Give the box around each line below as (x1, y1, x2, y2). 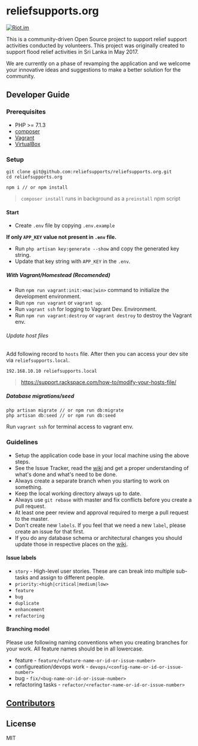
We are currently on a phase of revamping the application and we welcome (6, 60, 191, 67)
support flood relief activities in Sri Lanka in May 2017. (6, 48, 139, 55)
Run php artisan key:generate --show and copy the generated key (14, 245, 180, 252)
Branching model (6, 625, 49, 633)
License (6, 719, 36, 729)
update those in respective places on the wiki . (14, 541, 128, 548)
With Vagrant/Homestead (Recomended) (6, 271, 110, 278)
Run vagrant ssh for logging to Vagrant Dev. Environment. (14, 306, 157, 313)
